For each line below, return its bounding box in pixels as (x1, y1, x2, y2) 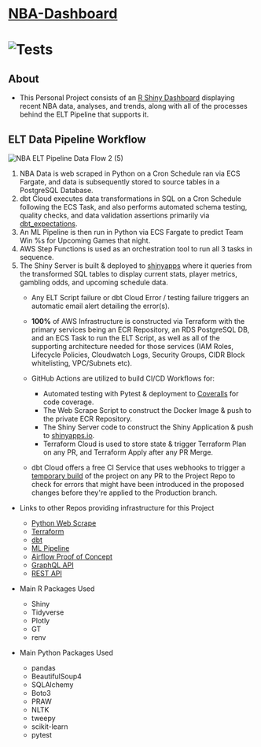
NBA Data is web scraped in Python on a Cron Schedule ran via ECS (19, 169, 241, 178)
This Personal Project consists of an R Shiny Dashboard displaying (19, 93, 235, 102)
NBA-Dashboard (8, 5, 118, 23)
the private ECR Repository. (42, 414, 132, 423)
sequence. (19, 253, 54, 262)
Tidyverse (31, 608, 64, 617)
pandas (31, 663, 57, 672)
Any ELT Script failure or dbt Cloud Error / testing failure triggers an (31, 293, 249, 302)
